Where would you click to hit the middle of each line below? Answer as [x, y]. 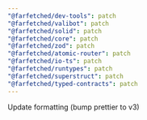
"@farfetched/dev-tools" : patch [62, 16]
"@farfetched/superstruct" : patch [66, 76]
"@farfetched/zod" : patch [51, 46]
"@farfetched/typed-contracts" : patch [73, 84]
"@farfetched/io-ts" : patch [55, 62]
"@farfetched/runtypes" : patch [60, 69]
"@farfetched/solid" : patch [55, 31]
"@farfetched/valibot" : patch [59, 24]
